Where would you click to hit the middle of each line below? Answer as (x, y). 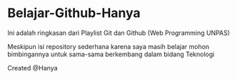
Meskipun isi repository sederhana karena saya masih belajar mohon (109, 46)
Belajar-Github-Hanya (74, 13)
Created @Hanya (33, 68)
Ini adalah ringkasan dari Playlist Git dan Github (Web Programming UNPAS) (119, 33)
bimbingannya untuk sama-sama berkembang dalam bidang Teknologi (111, 54)
